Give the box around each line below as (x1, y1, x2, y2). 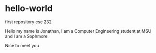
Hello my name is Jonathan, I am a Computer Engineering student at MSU (5, 28, 152, 34)
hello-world (5, 3, 53, 14)
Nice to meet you (5, 42, 40, 48)
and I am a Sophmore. (5, 33, 49, 39)
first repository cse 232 (5, 19, 52, 25)
